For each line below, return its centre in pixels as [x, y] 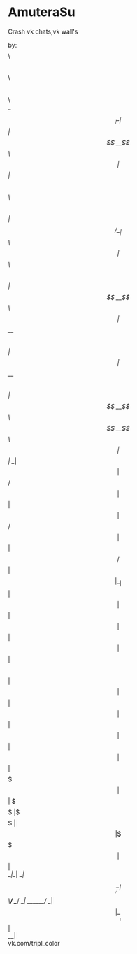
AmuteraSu [42, 12]
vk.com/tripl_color [34, 944]
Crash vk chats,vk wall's [43, 31]
